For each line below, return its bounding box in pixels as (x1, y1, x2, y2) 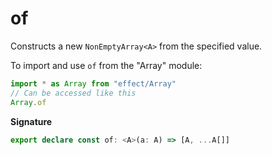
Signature (10, 115, 53, 127)
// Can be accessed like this (10, 88, 137, 98)
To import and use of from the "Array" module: (10, 59, 203, 71)
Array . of (10, 97, 47, 107)
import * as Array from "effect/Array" (10, 78, 177, 89)
